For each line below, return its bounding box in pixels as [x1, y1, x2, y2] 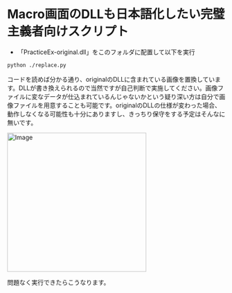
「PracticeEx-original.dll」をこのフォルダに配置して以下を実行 [17, 48, 195, 56]
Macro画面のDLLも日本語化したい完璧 [7, 6, 225, 22]
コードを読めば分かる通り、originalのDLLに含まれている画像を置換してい [7, 75, 215, 83]
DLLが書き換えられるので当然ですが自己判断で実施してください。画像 [18, 84, 218, 92]
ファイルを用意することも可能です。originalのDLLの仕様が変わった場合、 [12, 101, 222, 109]
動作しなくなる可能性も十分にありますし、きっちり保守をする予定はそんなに [7, 109, 226, 118]
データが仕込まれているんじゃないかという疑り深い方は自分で [43, 92, 220, 100]
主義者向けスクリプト [7, 24, 130, 39]
